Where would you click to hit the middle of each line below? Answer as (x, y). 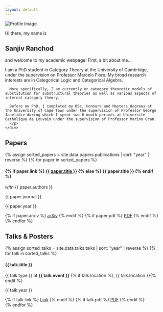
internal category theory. (33, 98)
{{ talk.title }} (19, 264)
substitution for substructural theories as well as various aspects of (81, 94)
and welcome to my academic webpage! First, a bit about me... (69, 60)
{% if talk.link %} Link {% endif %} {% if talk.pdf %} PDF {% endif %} (75, 300)
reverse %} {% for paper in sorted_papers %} (51, 160)
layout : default (22, 10)
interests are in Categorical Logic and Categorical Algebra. (64, 80)
